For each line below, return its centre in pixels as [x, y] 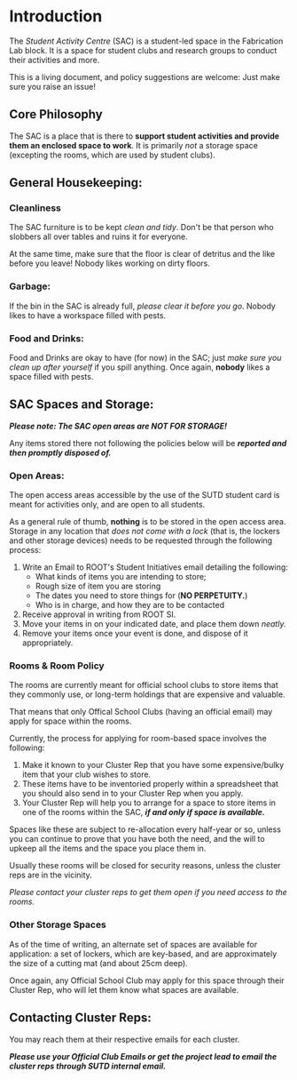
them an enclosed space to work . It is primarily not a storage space [134, 145]
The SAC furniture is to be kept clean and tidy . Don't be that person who [141, 228]
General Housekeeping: [76, 183]
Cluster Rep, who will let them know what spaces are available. [124, 989]
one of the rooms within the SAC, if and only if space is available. [144, 812]
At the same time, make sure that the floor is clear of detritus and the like [142, 254]
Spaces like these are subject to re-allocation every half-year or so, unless [145, 829]
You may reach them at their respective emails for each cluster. [125, 1039]
